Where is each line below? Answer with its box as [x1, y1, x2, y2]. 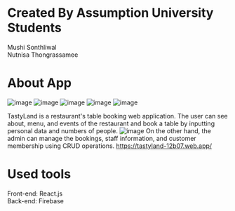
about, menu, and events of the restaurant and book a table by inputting [7, 119, 215, 128]
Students [7, 20, 62, 36]
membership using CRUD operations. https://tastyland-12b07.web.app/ [7, 142, 213, 150]
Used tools [7, 166, 72, 182]
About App [7, 75, 72, 91]
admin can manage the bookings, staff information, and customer [7, 134, 196, 142]
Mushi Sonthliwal [7, 43, 57, 51]
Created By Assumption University [7, 5, 214, 21]
